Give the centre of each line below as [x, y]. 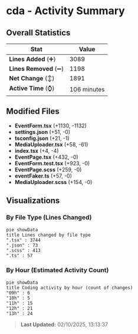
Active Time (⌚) [32, 88]
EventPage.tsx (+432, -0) [46, 157]
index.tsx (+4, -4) [37, 150]
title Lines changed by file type [49, 235]
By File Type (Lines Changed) [49, 218]
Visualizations [33, 201]
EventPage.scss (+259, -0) [48, 169]
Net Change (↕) [32, 78]
